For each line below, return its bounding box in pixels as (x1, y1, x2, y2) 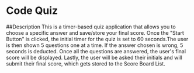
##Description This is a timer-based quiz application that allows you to (6, 23, 176, 30)
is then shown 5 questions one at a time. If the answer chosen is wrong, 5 (6, 42, 183, 49)
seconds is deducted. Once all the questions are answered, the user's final (6, 48, 186, 54)
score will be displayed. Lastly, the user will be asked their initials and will (6, 54, 182, 61)
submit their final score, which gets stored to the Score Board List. (6, 60, 165, 67)
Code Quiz (6, 4, 58, 17)
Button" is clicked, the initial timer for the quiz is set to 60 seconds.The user (6, 35, 189, 42)
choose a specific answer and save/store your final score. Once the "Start (6, 29, 184, 36)
